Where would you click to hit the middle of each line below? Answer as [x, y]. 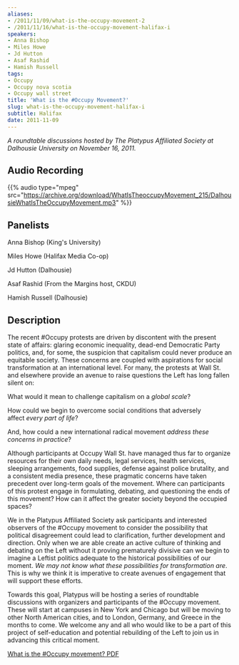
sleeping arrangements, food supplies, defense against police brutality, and [118, 469]
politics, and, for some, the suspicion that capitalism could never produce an [120, 352]
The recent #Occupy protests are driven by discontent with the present [112, 337]
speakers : [22, 34]
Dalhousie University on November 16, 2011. [72, 148]
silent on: [21, 383]
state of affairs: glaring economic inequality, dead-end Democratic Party [114, 345]
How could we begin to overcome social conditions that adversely [104, 410]
